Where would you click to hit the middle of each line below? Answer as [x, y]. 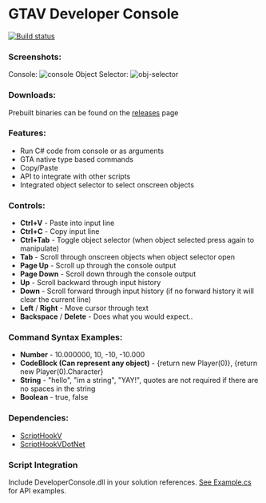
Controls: [27, 205]
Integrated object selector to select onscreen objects [107, 184]
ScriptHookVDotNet [52, 444]
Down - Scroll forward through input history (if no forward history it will [137, 291]
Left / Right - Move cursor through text [84, 308]
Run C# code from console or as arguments [92, 151]
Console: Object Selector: [69, 74]
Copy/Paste [39, 167]
